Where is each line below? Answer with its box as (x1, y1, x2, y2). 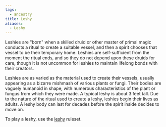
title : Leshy (5, 16, 32, 21)
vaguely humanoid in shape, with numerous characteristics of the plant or (5, 85, 156, 91)
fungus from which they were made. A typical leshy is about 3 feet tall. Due (5, 91, 159, 97)
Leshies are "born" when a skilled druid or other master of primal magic (5, 39, 152, 45)
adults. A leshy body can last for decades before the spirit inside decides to (5, 101, 160, 107)
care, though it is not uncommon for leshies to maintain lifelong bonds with (5, 60, 158, 66)
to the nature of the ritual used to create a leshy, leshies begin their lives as (5, 96, 159, 102)
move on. (5, 107, 24, 113)
